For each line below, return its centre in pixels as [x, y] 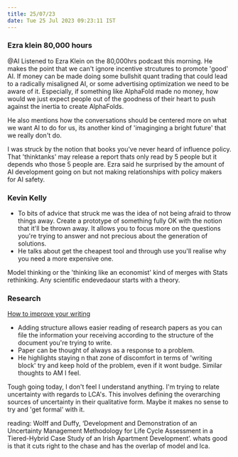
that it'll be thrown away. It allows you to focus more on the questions [119, 228]
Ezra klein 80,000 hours [50, 46]
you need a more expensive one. [65, 259]
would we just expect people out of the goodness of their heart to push [112, 99]
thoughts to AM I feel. [49, 373]
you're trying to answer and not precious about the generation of [113, 236]
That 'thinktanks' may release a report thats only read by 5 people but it [112, 157]
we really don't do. [35, 135]
